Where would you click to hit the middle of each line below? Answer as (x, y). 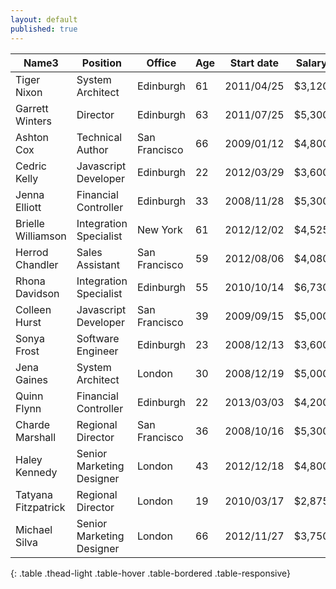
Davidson (37, 293)
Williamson (41, 236)
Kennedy (36, 472)
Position (101, 63)
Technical (99, 137)
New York (159, 229)
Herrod (32, 252)
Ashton (32, 137)
